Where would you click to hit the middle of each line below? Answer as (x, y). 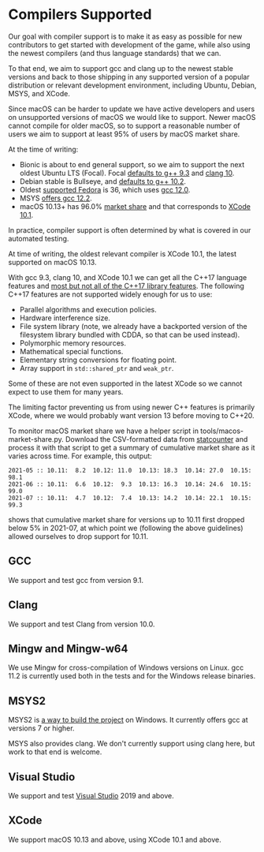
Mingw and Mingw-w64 (68, 648)
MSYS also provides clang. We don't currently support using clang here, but (132, 744)
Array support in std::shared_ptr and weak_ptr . (97, 368)
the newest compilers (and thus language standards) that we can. (115, 53)
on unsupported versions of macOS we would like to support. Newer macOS (132, 117)
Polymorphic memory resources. (73, 343)
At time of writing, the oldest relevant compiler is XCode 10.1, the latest (123, 253)
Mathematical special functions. (71, 351)
